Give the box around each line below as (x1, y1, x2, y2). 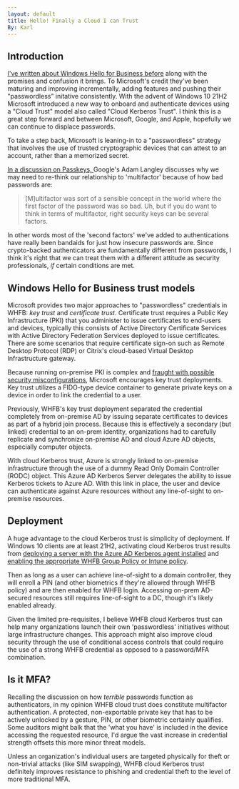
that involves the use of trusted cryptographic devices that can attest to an (7, 144, 227, 152)
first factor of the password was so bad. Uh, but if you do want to (24, 202, 218, 211)
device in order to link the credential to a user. (7, 391, 143, 399)
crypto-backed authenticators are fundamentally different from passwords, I (7, 246, 232, 254)
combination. (7, 652, 46, 661)
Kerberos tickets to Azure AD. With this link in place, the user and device (7, 480, 220, 487)
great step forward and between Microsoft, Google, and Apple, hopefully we (7, 115, 232, 124)
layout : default (7, 10, 56, 18)
